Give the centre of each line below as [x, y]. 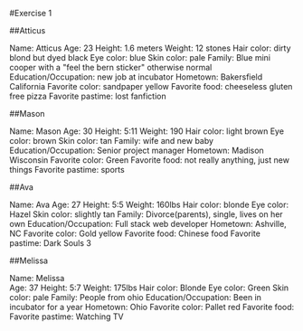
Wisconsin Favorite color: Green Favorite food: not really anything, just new [149, 160]
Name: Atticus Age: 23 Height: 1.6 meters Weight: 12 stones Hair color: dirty [150, 48]
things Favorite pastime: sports [67, 170]
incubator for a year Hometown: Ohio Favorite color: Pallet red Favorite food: [152, 307]
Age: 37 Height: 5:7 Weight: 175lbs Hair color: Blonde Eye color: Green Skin [149, 288]
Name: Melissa [37, 278]
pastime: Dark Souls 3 [51, 243]
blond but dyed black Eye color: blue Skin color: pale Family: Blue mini [140, 57]
